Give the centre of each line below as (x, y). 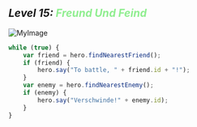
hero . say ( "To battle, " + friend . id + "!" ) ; (114, 70)
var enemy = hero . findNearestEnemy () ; (88, 85)
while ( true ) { (34, 48)
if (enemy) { (45, 93)
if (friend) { (47, 63)
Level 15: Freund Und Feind (78, 13)
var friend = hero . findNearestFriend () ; (92, 55)
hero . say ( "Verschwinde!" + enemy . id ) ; (103, 100)
